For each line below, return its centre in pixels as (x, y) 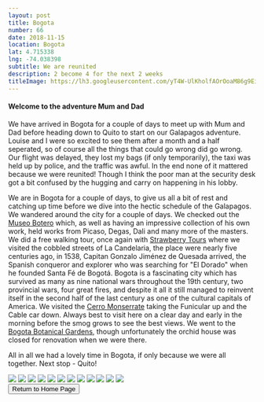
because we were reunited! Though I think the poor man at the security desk (132, 174)
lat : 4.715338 (31, 52)
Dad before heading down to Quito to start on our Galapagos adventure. (125, 132)
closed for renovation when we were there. (78, 340)
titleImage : (27, 81)
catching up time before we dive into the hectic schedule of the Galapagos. (130, 206)
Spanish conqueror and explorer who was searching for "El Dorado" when (128, 264)
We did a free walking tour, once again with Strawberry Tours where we (124, 239)
